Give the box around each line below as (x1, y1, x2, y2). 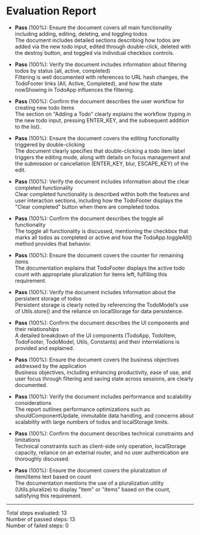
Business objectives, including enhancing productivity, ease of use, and (14, 369, 191, 376)
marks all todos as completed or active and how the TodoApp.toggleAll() (14, 234, 192, 241)
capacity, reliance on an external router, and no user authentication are (14, 449, 189, 456)
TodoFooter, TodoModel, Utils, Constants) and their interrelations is (14, 338, 180, 345)
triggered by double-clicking (14, 141, 85, 148)
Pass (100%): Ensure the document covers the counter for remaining (14, 252, 184, 259)
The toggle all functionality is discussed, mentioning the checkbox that (14, 227, 189, 234)
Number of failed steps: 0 (6, 522, 69, 529)
